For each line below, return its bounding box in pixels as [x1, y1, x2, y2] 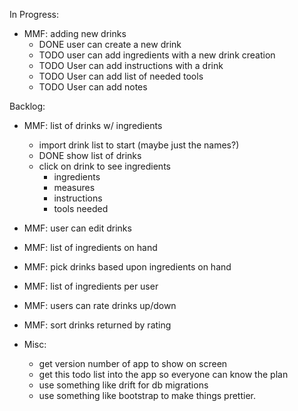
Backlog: [9, 100, 46, 112]
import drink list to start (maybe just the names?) [38, 139, 240, 151]
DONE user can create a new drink [38, 39, 182, 50]
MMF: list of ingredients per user [23, 280, 159, 292]
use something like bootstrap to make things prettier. [38, 390, 256, 401]
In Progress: [9, 9, 59, 20]
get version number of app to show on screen [38, 358, 228, 369]
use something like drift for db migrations [38, 379, 209, 391]
